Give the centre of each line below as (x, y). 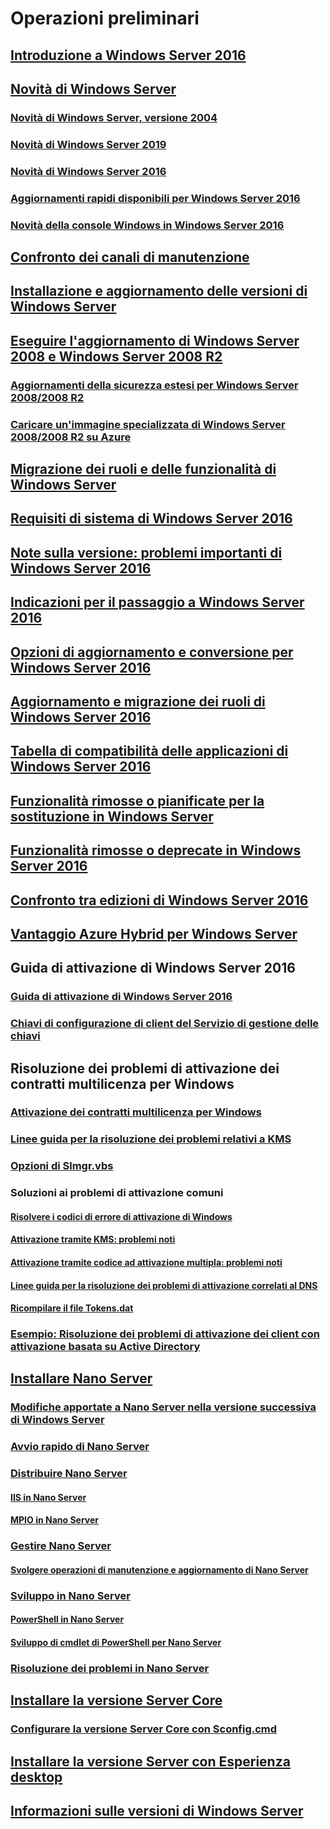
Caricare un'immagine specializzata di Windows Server (148, 424)
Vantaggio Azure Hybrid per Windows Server (154, 933)
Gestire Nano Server (61, 1546)
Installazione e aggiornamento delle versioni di (159, 291)
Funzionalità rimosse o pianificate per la (137, 800)
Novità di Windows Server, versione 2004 (114, 117)
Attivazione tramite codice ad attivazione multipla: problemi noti (146, 1262)
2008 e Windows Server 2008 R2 (116, 356)
